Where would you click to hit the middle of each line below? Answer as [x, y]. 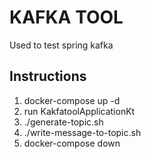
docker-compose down [72, 143]
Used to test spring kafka [61, 45]
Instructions [48, 76]
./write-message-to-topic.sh [82, 132]
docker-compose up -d [72, 100]
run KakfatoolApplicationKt [79, 111]
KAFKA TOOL [66, 17]
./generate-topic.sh [63, 122]
